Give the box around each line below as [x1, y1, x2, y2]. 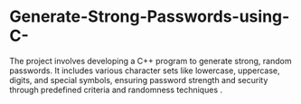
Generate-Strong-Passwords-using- [9, 6, 290, 27]
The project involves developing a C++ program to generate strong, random [9, 55, 292, 66]
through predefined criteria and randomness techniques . [9, 84, 223, 95]
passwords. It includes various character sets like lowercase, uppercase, [9, 65, 280, 76]
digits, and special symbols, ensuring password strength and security [9, 74, 268, 85]
